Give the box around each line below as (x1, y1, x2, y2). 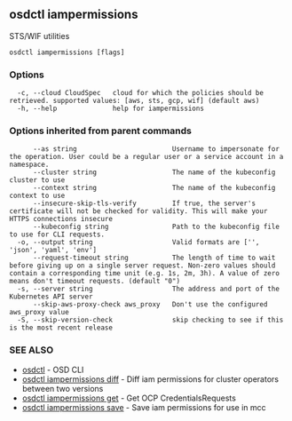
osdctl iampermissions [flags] (9, 48, 125, 57)
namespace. (9, 160, 50, 170)
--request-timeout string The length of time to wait (32, 253, 276, 263)
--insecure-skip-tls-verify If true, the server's (32, 199, 256, 208)
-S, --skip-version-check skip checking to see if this (17, 315, 284, 325)
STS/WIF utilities (9, 30, 70, 41)
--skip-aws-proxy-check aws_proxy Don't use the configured (32, 300, 268, 309)
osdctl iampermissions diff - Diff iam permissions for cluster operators (21, 373, 280, 385)
